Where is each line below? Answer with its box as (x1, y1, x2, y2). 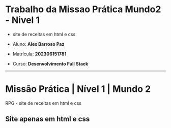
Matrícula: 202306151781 (12, 51, 67, 57)
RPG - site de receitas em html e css (5, 100, 81, 106)
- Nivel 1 (5, 14, 40, 26)
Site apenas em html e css (5, 115, 90, 123)
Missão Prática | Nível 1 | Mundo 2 (5, 83, 151, 95)
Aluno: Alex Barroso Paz (12, 41, 65, 47)
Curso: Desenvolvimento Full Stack (12, 60, 89, 67)
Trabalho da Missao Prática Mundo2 (5, 4, 161, 15)
